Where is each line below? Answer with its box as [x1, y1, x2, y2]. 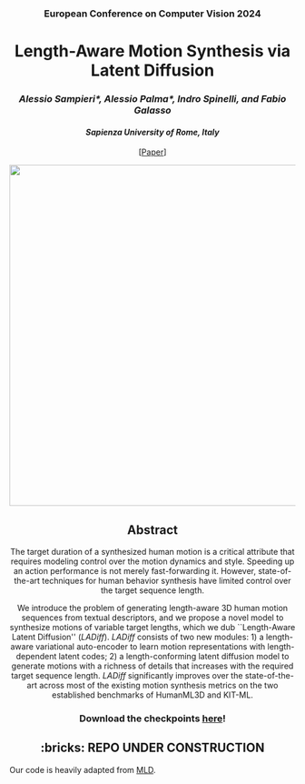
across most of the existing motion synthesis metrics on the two [39, 680, 279, 691]
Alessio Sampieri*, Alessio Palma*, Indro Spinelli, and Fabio [18, 93, 287, 106]
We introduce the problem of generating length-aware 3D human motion [16, 603, 289, 614]
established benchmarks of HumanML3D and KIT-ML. [51, 689, 254, 700]
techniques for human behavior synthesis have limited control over [42, 576, 291, 587]
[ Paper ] [138, 146, 167, 157]
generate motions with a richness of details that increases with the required [11, 660, 294, 671]
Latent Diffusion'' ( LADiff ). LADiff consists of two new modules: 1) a [12, 631, 264, 643]
